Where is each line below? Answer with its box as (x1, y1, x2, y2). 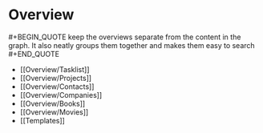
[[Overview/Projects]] (19, 73, 92, 83)
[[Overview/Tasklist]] (19, 64, 90, 74)
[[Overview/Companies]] (19, 90, 103, 99)
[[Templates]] (19, 115, 66, 125)
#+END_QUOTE (8, 49, 60, 58)
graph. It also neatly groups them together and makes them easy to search (8, 40, 255, 50)
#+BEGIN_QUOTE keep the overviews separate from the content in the (8, 32, 241, 42)
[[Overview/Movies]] (19, 107, 89, 117)
